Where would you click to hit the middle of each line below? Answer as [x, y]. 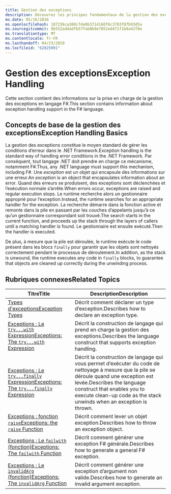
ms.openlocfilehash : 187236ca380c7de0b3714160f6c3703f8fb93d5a [74, 24]
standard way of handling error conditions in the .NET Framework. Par [79, 156]
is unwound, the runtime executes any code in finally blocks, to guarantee [84, 258]
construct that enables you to [110, 389]
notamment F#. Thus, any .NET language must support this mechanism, [80, 167]
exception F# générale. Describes [114, 444]
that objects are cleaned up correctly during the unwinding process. [77, 264]
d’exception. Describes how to [110, 309]
